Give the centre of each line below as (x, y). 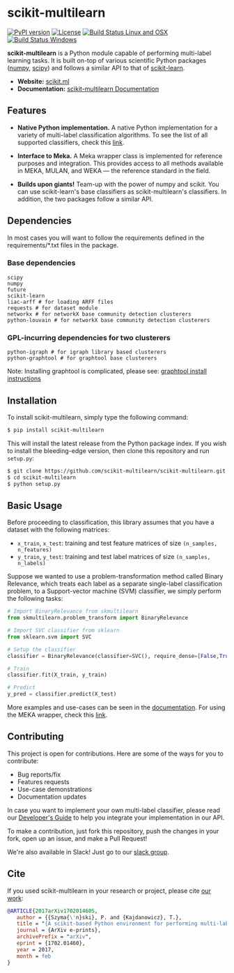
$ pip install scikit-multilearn (56, 430)
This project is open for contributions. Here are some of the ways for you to (116, 753)
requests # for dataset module (53, 308)
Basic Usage (35, 506)
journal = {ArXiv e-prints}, (58, 930)
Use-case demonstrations (55, 789)
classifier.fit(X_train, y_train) (57, 675)
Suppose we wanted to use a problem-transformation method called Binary (115, 576)
